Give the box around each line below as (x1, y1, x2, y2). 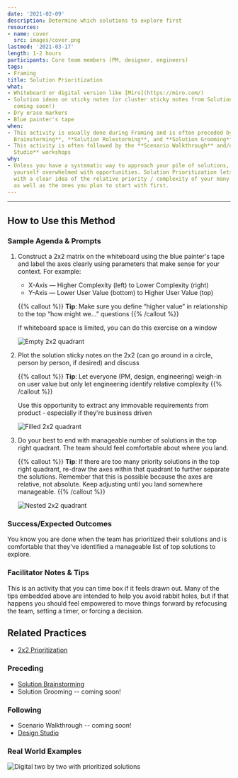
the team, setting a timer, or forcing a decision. (7, 606, 144, 615)
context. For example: (17, 267, 81, 276)
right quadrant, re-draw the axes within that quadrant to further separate (17, 465, 230, 474)
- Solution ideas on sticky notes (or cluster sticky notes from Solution (7, 96, 233, 104)
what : (7, 83, 23, 90)
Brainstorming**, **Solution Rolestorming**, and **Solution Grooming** (13, 135, 233, 143)
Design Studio (17, 728, 59, 738)
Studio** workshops (13, 149, 72, 156)
